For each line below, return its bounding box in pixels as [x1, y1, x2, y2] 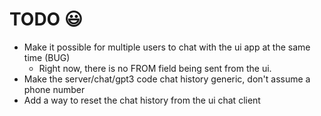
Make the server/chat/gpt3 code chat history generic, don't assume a [23, 73, 311, 85]
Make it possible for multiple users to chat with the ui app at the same [23, 41, 311, 53]
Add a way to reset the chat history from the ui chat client [23, 94, 261, 106]
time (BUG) [23, 51, 71, 63]
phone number [23, 83, 86, 95]
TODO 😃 [9, 8, 83, 31]
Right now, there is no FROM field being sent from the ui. [38, 62, 272, 74]
